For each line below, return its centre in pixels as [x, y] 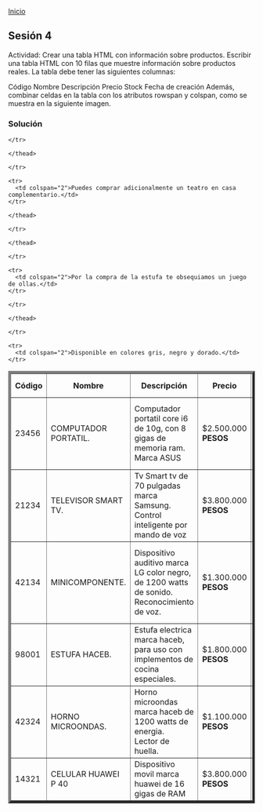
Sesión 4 [30, 36]
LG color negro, [163, 573]
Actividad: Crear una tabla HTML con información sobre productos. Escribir [130, 55]
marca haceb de [164, 712]
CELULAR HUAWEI [85, 774]
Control [148, 515]
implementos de [164, 660]
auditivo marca [162, 563]
